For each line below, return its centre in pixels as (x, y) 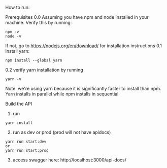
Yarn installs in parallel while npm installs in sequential (62, 94)
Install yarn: (18, 51)
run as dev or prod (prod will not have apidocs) (62, 132)
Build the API (19, 104)
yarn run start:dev (26, 142)
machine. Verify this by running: (39, 23)
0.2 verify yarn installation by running (44, 70)
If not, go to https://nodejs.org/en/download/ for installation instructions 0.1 (84, 46)
